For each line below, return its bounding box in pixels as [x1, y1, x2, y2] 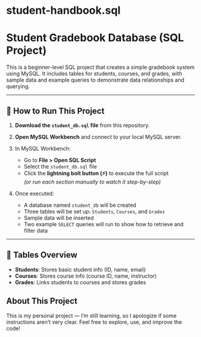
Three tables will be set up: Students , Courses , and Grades [23, 207, 166, 215]
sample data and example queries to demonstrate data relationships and [6, 76, 184, 84]
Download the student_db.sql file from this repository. [14, 121, 150, 129]
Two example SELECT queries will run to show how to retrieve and [23, 220, 184, 228]
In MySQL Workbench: [14, 145, 71, 152]
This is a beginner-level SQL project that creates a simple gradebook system [6, 64, 195, 71]
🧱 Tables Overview [6, 250, 78, 260]
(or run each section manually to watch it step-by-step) [23, 178, 162, 185]
